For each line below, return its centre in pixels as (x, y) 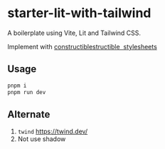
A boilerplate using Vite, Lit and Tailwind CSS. (74, 33)
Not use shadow (42, 139)
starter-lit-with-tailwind (79, 13)
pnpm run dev (27, 92)
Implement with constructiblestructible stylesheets (82, 46)
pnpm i (17, 86)
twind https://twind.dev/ (53, 132)
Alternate (29, 114)
